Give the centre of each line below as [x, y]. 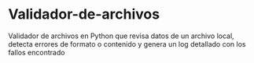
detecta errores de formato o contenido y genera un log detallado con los [127, 44]
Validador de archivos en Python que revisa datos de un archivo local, [121, 36]
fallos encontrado [37, 52]
